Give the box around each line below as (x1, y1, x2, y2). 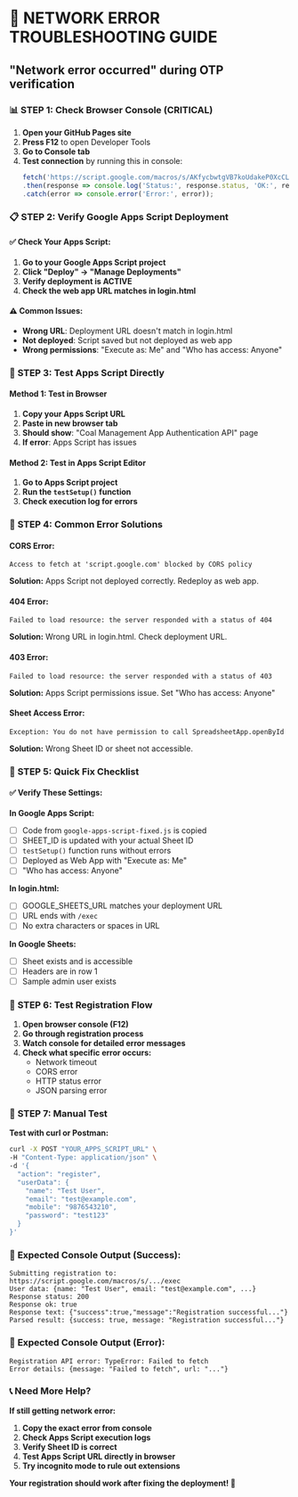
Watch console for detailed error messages (21, 1038, 186, 1048)
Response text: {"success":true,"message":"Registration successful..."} (9, 1308, 289, 1317)
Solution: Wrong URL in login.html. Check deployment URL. (9, 632, 228, 642)
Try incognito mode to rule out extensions (21, 1460, 181, 1471)
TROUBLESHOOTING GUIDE (9, 27, 218, 47)
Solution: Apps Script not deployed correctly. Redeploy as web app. (9, 576, 260, 586)
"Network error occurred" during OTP (9, 62, 224, 78)
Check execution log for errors (21, 496, 138, 507)
